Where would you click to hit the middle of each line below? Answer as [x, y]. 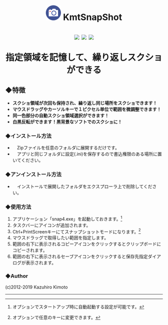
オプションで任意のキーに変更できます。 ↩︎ [56, 317]
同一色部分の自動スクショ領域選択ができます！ [60, 115]
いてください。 [28, 160]
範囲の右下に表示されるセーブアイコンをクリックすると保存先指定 [80, 256]
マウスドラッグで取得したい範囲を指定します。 [60, 238]
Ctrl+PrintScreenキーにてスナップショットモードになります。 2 [76, 231]
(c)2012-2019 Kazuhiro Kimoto [36, 287]
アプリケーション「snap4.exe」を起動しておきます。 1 [67, 218]
